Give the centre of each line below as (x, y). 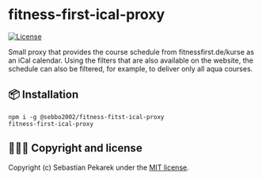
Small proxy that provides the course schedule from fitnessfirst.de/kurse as (131, 52)
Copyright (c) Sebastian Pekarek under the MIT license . (99, 167)
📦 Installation (44, 95)
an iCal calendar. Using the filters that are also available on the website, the (131, 60)
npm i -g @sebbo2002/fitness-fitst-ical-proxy (86, 117)
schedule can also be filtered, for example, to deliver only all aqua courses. (131, 68)
